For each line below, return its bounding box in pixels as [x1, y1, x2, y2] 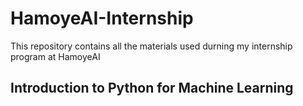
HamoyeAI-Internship [10, 7, 194, 30]
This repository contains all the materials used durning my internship [10, 40, 293, 52]
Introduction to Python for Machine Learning [10, 80, 294, 97]
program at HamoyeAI [10, 50, 101, 62]
